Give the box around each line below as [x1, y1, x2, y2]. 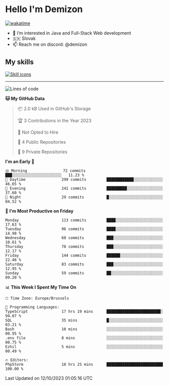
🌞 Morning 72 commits [5, 168, 86, 173]
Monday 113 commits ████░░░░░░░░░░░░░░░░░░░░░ [5, 218, 163, 223]
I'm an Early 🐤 [5, 158, 35, 164]
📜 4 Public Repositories [17, 139, 66, 145]
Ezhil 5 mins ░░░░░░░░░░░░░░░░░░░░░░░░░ [5, 344, 163, 349]
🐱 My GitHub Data [5, 95, 45, 101]
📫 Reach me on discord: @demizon [12, 41, 88, 47]
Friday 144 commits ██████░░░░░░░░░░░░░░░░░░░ [5, 253, 163, 258]
